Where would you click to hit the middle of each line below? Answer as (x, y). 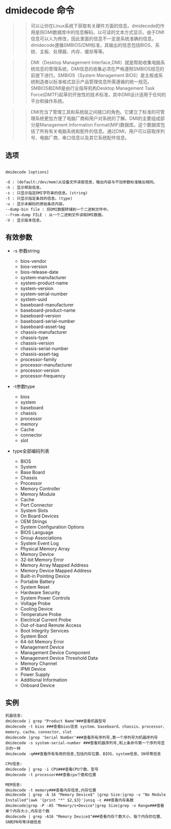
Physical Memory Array (45, 549)
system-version (37, 288)
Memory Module (38, 494)
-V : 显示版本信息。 (25, 220)
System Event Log (39, 543)
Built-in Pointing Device (45, 576)
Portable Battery (38, 581)
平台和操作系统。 (49, 101)
